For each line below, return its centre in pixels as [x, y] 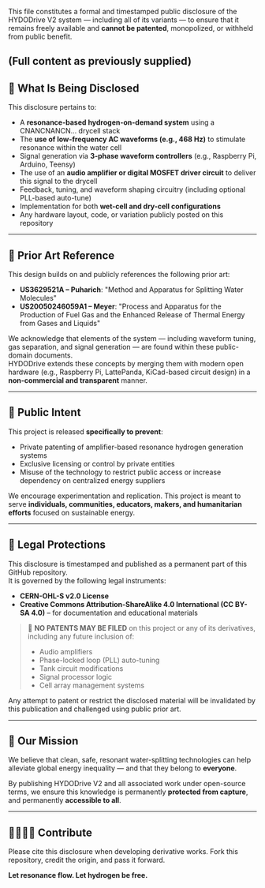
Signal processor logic [76, 676]
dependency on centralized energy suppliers [92, 480]
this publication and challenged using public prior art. [95, 709]
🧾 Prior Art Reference [62, 255]
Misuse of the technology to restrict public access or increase [120, 472]
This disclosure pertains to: [52, 107]
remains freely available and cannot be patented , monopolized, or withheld [131, 28]
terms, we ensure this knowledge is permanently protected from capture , [128, 792]
